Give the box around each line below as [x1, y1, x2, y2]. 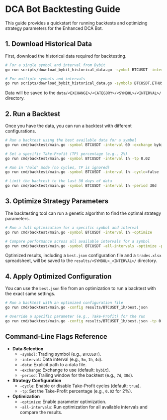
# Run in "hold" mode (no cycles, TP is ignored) [5, 165, 110, 170]
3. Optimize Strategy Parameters [5, 197, 108, 205]
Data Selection [12, 345, 44, 352]
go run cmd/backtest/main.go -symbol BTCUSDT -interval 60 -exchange [5, 142, 153, 147]
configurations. [5, 128, 36, 134]
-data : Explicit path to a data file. [19, 361, 87, 367]
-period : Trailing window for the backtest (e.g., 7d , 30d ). [19, 372, 134, 378]
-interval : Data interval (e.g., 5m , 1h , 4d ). [19, 356, 103, 362]
